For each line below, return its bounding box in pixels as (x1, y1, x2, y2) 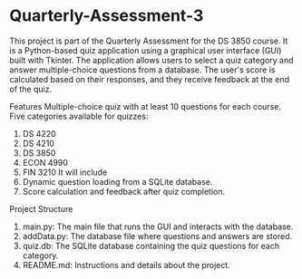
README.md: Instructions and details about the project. (22, 259, 231, 270)
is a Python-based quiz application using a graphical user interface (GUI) (9, 44, 282, 55)
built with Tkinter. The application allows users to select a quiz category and (9, 54, 294, 65)
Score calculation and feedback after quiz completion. (22, 186, 226, 197)
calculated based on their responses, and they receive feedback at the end (9, 73, 290, 84)
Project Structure (9, 203, 73, 214)
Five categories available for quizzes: (9, 111, 149, 121)
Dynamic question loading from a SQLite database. (22, 176, 213, 187)
